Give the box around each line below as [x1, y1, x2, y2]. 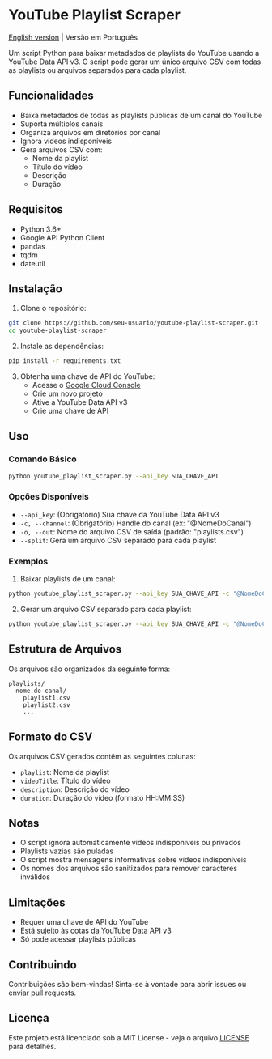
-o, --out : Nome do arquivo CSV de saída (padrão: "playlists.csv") [19, 526, 244, 536]
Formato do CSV [8, 730, 93, 744]
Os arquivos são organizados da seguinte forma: [8, 664, 171, 674]
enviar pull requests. [8, 988, 77, 997]
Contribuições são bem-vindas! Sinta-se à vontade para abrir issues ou [8, 979, 247, 989]
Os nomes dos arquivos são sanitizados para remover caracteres [19, 864, 237, 874]
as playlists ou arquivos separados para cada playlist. [8, 65, 187, 74]
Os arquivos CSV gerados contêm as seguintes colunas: [8, 751, 196, 761]
